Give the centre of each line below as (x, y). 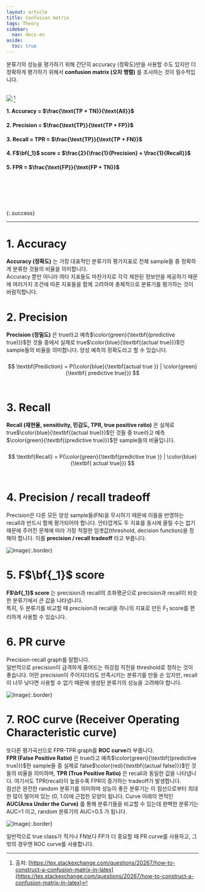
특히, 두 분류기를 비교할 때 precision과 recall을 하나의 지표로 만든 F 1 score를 (98, 609)
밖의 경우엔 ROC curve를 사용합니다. (50, 844)
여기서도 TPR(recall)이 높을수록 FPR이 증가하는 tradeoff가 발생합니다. (98, 781)
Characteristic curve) (62, 733)
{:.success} (21, 213)
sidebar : (17, 29)
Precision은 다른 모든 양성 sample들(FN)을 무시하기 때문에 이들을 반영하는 (95, 515)
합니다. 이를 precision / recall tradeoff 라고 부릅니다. (82, 538)
